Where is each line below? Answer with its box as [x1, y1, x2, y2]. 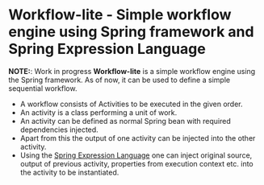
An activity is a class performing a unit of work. [19, 107, 178, 117]
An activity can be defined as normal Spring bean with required [19, 116, 232, 125]
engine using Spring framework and [8, 23, 254, 41]
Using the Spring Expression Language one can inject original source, [19, 150, 253, 160]
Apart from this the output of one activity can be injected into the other [19, 133, 256, 142]
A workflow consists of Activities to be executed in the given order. [19, 99, 244, 109]
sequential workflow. [8, 83, 78, 93]
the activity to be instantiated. [19, 167, 119, 177]
